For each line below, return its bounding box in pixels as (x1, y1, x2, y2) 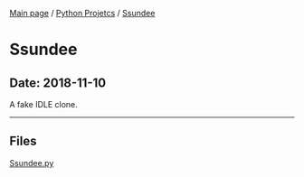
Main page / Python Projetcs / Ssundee (9, 8, 156, 18)
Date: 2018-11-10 (9, 75, 107, 90)
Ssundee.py (9, 157, 54, 168)
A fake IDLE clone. (9, 99, 79, 109)
